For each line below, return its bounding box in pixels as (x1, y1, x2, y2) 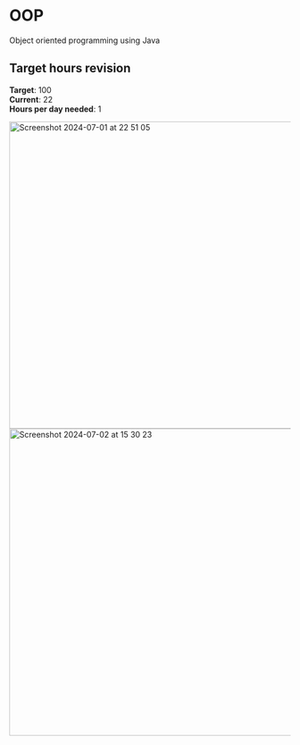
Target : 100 (9, 84, 52, 95)
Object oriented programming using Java (9, 35, 161, 46)
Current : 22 (9, 94, 54, 105)
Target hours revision (9, 61, 131, 76)
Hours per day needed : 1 (9, 104, 102, 114)
